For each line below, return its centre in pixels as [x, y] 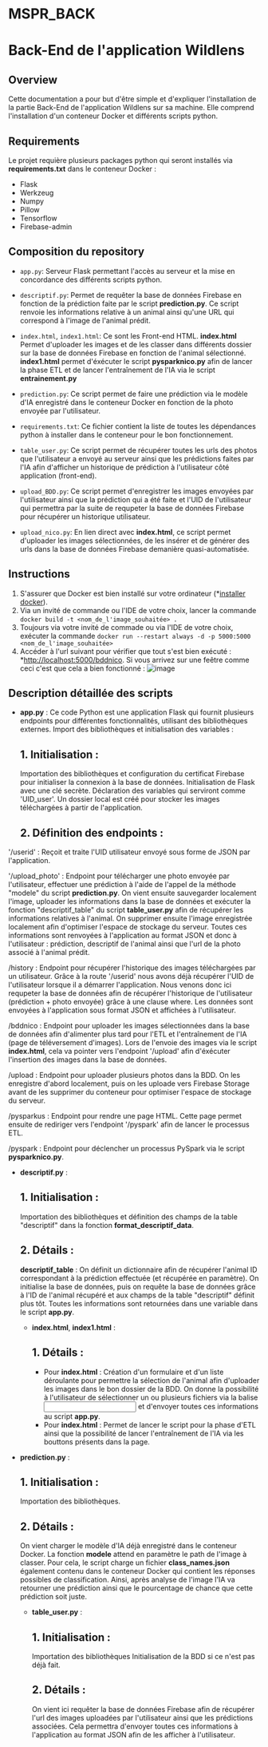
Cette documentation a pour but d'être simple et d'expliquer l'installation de [132, 99]
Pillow [30, 210]
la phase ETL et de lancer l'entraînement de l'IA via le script [117, 370]
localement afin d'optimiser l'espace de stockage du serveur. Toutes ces [128, 927]
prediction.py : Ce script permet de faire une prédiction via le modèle [134, 394]
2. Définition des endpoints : [91, 832]
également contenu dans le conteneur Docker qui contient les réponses [137, 1571]
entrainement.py [48, 378]
